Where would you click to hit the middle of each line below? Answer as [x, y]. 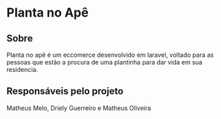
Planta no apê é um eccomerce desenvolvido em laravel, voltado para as [110, 55]
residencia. [23, 70]
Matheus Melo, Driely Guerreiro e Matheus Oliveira [79, 108]
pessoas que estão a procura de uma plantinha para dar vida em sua [104, 62]
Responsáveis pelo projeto [65, 91]
